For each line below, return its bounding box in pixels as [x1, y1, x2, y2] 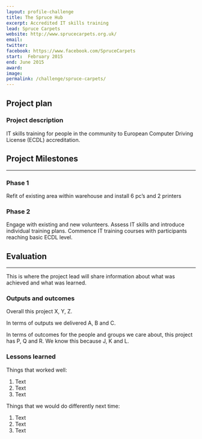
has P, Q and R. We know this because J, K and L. [6, 337, 129, 345]
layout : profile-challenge [6, 8, 74, 15]
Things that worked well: [6, 366, 67, 373]
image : [6, 70, 23, 76]
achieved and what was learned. [6, 279, 87, 286]
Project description [6, 116, 64, 124]
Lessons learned [6, 352, 56, 361]
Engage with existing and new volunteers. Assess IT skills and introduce [6, 221, 185, 229]
